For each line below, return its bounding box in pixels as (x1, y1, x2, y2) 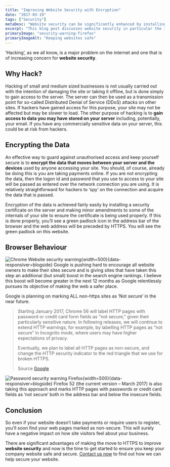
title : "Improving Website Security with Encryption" (5, 7, 121, 13)
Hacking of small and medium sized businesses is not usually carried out (5, 83, 157, 89)
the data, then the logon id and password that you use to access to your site (5, 176, 164, 182)
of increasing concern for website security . (5, 55, 97, 61)
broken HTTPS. (17, 356, 50, 362)
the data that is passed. (5, 192, 54, 198)
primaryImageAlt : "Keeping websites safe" (5, 36, 96, 41)
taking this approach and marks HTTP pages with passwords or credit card (5, 386, 162, 392)
